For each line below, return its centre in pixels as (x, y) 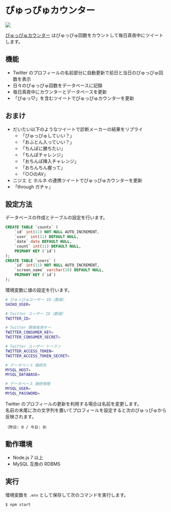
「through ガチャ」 (33, 187)
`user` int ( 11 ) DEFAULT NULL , (47, 237)
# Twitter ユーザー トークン (33, 346)
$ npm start (18, 504)
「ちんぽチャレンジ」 (43, 154)
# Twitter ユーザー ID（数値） (35, 314)
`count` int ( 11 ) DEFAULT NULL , (48, 246)
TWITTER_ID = (18, 318)
